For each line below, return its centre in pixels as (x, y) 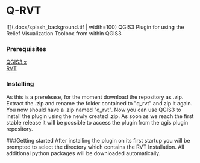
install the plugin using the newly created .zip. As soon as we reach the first (100, 116)
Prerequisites (26, 49)
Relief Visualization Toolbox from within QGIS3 (64, 33)
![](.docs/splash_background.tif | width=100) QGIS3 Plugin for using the (95, 27)
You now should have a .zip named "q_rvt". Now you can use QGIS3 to (94, 110)
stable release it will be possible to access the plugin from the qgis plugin (97, 122)
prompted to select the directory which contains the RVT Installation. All (95, 147)
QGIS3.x (17, 62)
